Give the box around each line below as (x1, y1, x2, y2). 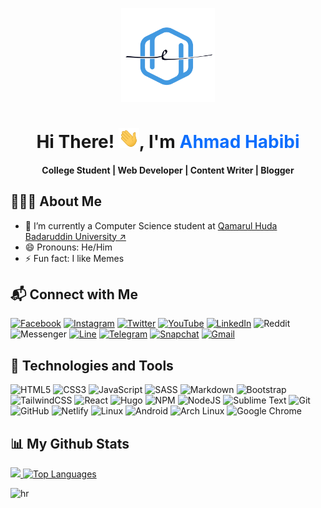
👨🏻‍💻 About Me (10, 193, 102, 210)
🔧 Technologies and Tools (10, 357, 174, 374)
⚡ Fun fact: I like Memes (24, 252, 125, 264)
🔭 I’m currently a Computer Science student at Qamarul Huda (24, 219, 278, 232)
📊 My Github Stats (10, 435, 130, 452)
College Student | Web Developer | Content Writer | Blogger (41, 164, 295, 176)
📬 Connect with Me (10, 286, 138, 303)
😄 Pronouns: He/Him (24, 241, 113, 253)
